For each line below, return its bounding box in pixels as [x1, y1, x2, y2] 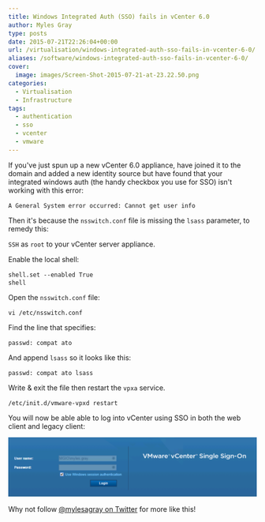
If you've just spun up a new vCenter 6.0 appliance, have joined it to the [8, 160, 241, 170]
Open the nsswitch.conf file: [8, 292, 100, 302]
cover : [8, 63, 30, 71]
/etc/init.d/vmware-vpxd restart [8, 399, 118, 407]
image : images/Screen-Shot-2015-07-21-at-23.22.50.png [15, 71, 200, 79]
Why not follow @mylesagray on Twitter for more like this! [8, 504, 196, 513]
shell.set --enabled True [8, 271, 93, 279]
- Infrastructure [15, 96, 73, 104]
